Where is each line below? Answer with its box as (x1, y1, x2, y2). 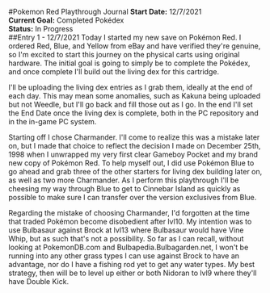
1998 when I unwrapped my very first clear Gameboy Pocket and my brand (8, 149, 259, 159)
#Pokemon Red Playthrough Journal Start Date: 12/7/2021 (8, 7, 202, 16)
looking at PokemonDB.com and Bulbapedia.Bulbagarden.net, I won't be (8, 242, 249, 252)
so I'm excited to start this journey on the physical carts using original (8, 50, 240, 59)
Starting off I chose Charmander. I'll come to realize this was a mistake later (8, 132, 260, 142)
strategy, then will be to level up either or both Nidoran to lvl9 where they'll (8, 268, 257, 278)
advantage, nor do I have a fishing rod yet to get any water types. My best (8, 260, 255, 269)
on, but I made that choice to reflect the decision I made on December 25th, (8, 141, 261, 150)
